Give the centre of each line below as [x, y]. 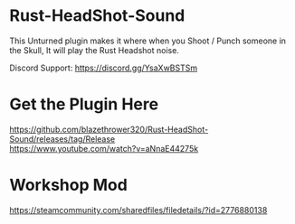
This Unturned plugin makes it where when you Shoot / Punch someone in [148, 41]
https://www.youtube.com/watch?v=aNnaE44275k [104, 148]
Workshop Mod [69, 185]
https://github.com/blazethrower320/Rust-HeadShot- [109, 129]
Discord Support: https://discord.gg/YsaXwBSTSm [103, 68]
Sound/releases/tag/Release [62, 139]
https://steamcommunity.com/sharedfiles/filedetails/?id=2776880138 [138, 210]
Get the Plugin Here [84, 104]
